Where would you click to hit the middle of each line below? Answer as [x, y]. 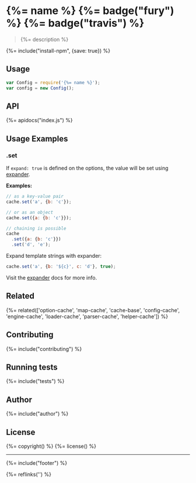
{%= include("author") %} [37, 414]
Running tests [32, 367]
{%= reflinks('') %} [29, 474]
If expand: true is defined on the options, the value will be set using [87, 168]
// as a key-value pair [35, 196]
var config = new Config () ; [40, 88]
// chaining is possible [36, 228]
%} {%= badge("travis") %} [75, 23]
